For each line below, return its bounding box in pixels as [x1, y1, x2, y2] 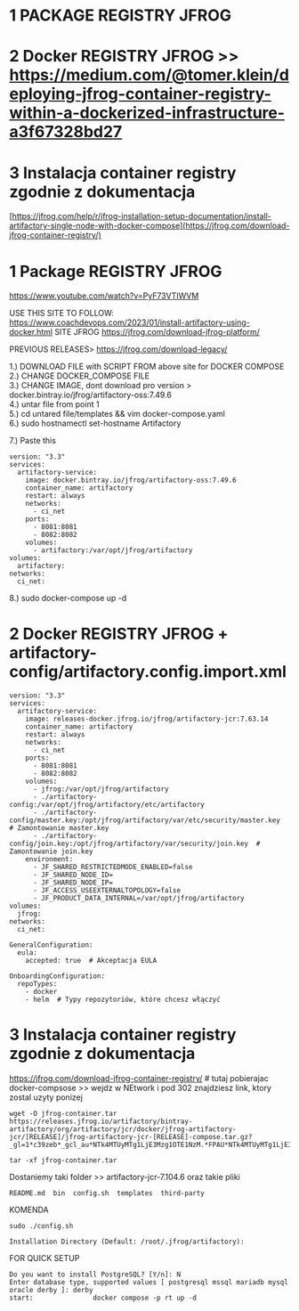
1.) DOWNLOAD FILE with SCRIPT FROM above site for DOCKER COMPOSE [9, 362, 285, 372]
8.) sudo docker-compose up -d [9, 593, 127, 604]
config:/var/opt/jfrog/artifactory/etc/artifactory [9, 801, 205, 810]
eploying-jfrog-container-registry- [9, 84, 271, 104]
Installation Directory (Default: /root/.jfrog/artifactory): [9, 1237, 245, 1247]
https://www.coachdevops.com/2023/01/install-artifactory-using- [9, 317, 251, 328]
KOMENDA [9, 1204, 49, 1216]
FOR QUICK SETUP [9, 1253, 80, 1264]
